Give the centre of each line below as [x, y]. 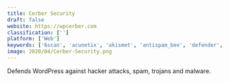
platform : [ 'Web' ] [33, 39]
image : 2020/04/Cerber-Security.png [59, 52]
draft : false [26, 20]
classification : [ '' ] [38, 32]
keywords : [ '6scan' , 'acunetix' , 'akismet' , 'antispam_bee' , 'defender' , [115, 45]
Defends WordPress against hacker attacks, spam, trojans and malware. [109, 71]
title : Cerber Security [41, 13]
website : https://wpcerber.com [52, 26]
